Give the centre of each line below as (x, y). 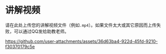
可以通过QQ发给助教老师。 (41, 31)
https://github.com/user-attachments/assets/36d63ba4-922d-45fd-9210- (81, 41)
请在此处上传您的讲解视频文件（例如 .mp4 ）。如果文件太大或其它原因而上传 (81, 25)
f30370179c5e (20, 46)
